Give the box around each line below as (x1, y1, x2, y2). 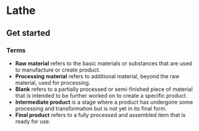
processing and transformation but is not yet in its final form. (15, 104, 167, 112)
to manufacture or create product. (15, 66, 100, 73)
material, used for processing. (15, 79, 91, 86)
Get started (6, 28, 51, 38)
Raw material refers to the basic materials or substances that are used (15, 59, 192, 67)
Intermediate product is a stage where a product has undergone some (15, 98, 194, 106)
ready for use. (15, 118, 51, 125)
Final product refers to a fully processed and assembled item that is (15, 111, 186, 118)
